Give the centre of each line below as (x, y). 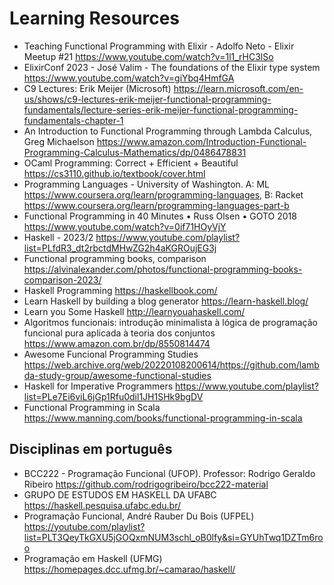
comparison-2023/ (62, 279)
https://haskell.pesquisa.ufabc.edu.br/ (102, 505)
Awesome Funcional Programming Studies (111, 354)
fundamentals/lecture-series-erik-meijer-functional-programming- (161, 109)
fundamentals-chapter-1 (73, 120)
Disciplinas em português (91, 449)
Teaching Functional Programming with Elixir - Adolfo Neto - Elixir (159, 46)
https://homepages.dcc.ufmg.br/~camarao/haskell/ (129, 569)
